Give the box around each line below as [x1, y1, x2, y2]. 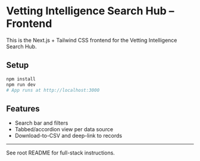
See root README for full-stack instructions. [6, 149, 115, 156]
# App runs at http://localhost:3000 [6, 87, 100, 93]
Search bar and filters [14, 119, 68, 126]
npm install [6, 76, 36, 82]
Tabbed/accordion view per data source [14, 126, 114, 133]
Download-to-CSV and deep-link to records [14, 132, 123, 140]
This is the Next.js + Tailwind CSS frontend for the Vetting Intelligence [6, 36, 177, 44]
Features [6, 103, 40, 114]
